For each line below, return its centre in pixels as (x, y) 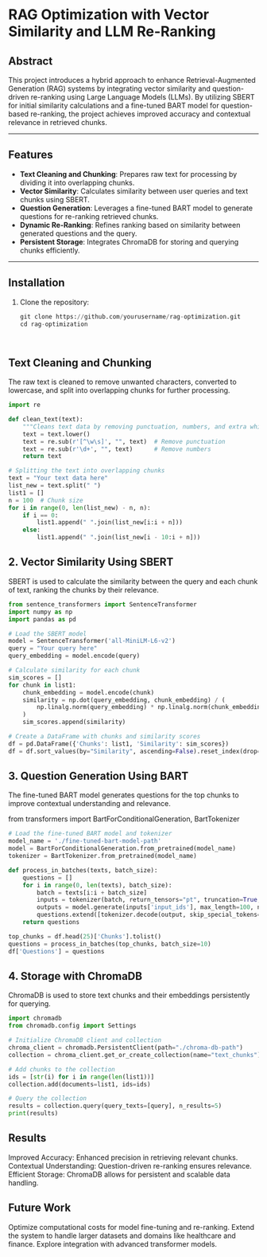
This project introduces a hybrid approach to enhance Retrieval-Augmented (132, 80)
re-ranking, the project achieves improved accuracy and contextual (141, 114)
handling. (23, 1183)
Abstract (31, 61)
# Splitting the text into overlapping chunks (87, 471)
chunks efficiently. (50, 250)
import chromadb (35, 1018)
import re (25, 405)
